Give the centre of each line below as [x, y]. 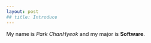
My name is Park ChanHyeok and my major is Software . [76, 34]
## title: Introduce [32, 17]
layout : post [22, 11]
